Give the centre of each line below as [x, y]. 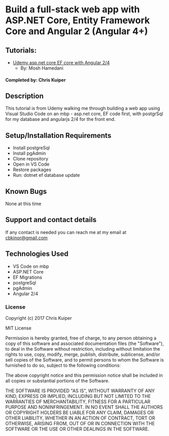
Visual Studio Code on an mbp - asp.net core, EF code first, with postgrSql [84, 114]
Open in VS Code [31, 164]
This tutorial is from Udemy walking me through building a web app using [83, 108]
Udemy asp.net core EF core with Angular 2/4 [61, 62]
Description [24, 96]
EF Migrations [27, 277]
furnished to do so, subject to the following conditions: [63, 365]
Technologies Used [37, 254]
